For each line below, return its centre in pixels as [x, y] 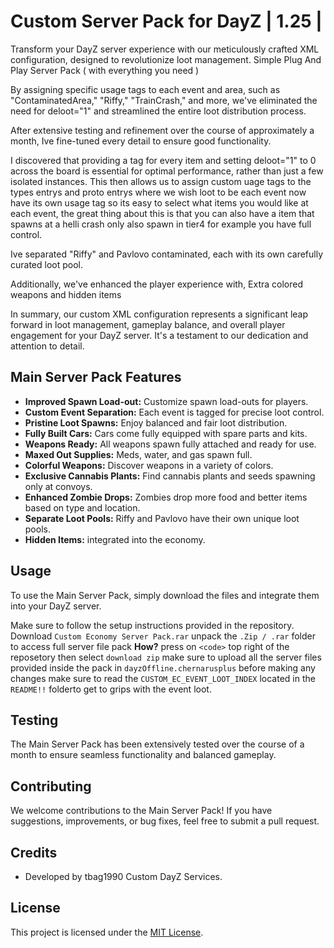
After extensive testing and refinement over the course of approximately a [162, 130]
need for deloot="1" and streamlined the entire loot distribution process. [158, 111]
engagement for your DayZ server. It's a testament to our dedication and [159, 335]
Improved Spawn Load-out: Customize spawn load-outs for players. [166, 401]
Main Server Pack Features [96, 377]
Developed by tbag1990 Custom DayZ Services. [123, 876]
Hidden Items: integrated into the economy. [115, 539]
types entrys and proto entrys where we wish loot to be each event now [158, 192]
